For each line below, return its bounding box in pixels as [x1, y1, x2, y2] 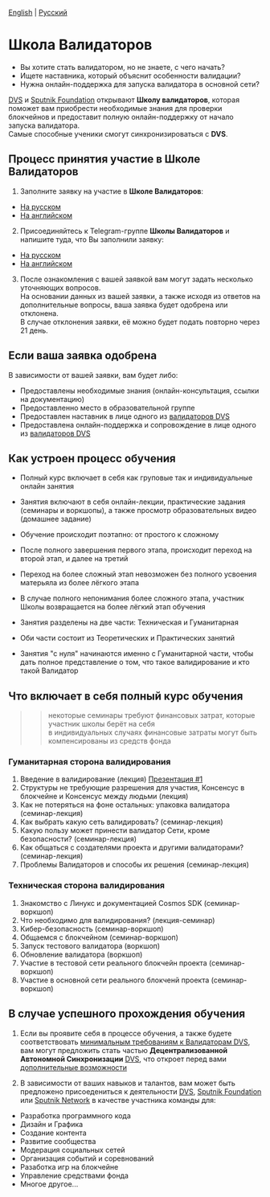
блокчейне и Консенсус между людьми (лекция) [19, 792, 189, 801]
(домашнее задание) [19, 514, 92, 524]
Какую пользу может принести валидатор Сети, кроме [19, 826, 211, 835]
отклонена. [19, 308, 59, 318]
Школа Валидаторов [8, 36, 153, 54]
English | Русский [8, 8, 67, 17]
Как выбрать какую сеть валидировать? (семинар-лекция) [19, 817, 223, 827]
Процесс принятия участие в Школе [8, 153, 201, 166]
